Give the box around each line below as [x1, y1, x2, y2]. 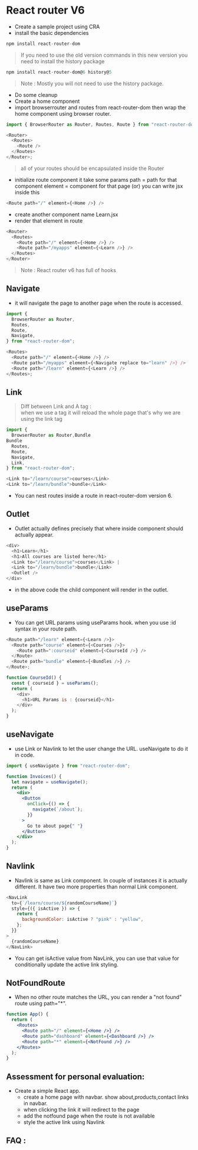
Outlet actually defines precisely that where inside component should [14, 525, 184, 532]
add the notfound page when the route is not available [23, 1112, 155, 1119]
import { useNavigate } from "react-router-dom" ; [6, 763, 131, 769]
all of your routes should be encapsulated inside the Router [20, 165, 164, 172]
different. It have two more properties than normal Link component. [14, 883, 178, 890]
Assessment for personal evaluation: [6, 1071, 145, 1082]
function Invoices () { [6, 773, 62, 779]
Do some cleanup [14, 91, 58, 98]
